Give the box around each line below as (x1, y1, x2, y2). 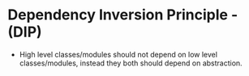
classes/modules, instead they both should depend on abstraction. (19, 58, 243, 68)
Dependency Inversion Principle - (7, 6, 238, 24)
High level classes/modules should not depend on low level (19, 49, 218, 59)
